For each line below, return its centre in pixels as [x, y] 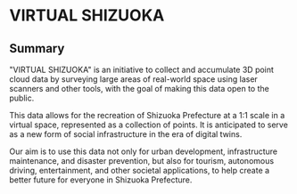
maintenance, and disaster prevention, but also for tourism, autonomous [142, 161]
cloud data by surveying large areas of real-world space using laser [134, 79]
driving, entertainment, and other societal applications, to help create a [140, 170]
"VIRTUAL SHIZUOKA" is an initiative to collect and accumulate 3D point [142, 69]
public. [22, 98]
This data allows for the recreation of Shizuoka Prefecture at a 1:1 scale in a [147, 115]
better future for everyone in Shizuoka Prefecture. [101, 180]
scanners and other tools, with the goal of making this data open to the [139, 89]
